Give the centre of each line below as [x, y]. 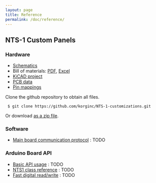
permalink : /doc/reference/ [35, 19]
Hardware [18, 54]
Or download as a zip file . [32, 116]
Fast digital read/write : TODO [44, 175]
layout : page [19, 10]
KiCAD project [27, 76]
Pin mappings [27, 87]
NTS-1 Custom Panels [40, 40]
